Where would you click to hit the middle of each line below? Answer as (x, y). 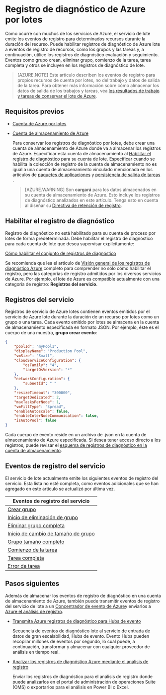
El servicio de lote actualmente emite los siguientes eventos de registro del (82, 478)
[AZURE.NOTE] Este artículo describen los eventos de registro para (86, 75)
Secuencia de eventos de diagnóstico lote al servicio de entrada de (81, 631)
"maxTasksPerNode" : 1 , (38, 402)
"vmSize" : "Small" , (34, 356)
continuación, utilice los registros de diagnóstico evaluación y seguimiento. (82, 54)
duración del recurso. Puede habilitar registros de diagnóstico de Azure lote (83, 44)
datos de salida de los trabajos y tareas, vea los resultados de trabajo (88, 91)
